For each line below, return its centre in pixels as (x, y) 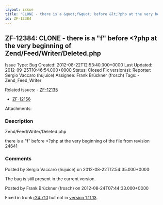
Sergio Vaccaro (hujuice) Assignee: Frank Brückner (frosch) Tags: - (72, 75)
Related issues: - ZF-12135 (32, 90)
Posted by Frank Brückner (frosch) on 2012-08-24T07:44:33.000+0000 (77, 188)
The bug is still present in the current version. (50, 179)
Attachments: (18, 109)
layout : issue (19, 9)
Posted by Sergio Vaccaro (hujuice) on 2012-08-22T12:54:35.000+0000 (77, 169)
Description (19, 121)
